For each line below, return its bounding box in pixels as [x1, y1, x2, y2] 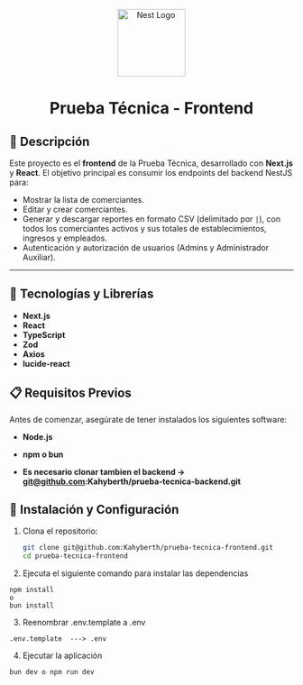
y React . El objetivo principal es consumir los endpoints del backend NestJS [9, 168, 293, 178]
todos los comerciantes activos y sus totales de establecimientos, [22, 224, 268, 233]
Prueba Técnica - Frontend [49, 98, 254, 119]
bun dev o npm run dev [9, 668, 95, 677]
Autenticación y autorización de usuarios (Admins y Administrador [22, 242, 270, 252]
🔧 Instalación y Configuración [9, 502, 179, 517]
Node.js [22, 431, 53, 442]
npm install [9, 586, 54, 595]
